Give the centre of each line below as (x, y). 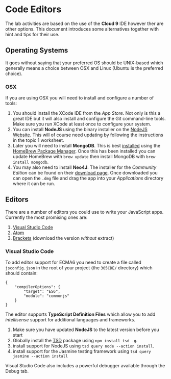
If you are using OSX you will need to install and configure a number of (80, 98)
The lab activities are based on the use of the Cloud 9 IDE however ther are (84, 23)
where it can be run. (34, 184)
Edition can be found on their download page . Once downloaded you (85, 173)
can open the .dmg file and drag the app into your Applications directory (88, 178)
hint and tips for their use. (32, 34)
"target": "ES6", (42, 292)
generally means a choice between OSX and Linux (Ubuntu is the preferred (84, 68)
